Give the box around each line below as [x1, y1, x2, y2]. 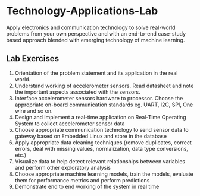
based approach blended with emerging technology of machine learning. [6, 36, 185, 43]
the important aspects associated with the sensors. [14, 88, 141, 96]
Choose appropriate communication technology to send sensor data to [14, 126, 189, 133]
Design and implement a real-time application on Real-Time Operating [14, 113, 186, 121]
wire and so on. [14, 107, 53, 114]
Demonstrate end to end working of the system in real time [14, 183, 160, 190]
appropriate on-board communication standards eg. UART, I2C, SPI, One [14, 101, 193, 108]
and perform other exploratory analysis [14, 164, 111, 171]
